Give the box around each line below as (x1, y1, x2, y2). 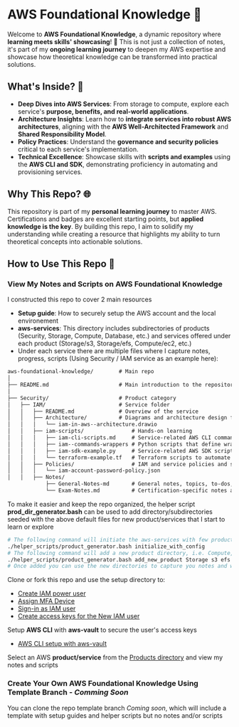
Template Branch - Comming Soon (7, 687, 129, 697)
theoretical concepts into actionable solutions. (7, 237, 143, 246)
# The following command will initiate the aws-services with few (7, 536, 208, 543)
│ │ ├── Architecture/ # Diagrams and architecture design (7, 414, 228, 421)
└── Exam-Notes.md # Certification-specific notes (45, 487, 228, 494)
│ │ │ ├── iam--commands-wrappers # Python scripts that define (7, 441, 221, 448)
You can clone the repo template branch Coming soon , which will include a (7, 704, 227, 712)
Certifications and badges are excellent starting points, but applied (7, 215, 204, 223)
